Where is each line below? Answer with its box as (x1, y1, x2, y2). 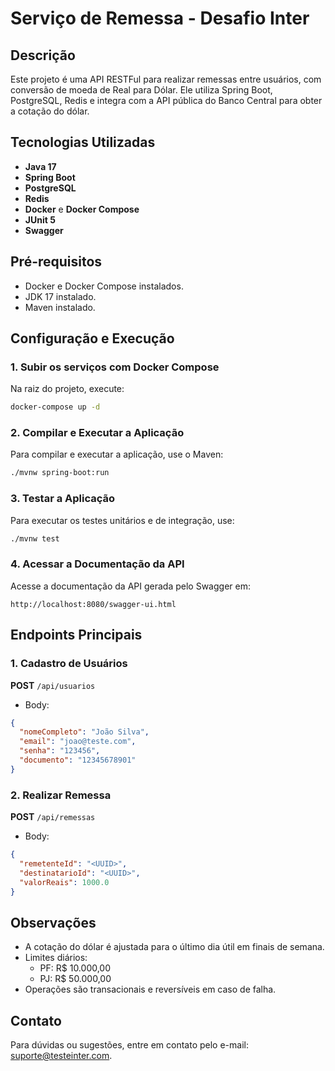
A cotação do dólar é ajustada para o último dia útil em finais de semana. (24, 941, 325, 953)
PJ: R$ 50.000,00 (39, 973, 112, 985)
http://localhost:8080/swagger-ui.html (10, 599, 177, 609)
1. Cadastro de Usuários (10, 657, 128, 671)
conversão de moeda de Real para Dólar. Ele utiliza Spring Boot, (10, 84, 273, 96)
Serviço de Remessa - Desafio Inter (10, 7, 310, 30)
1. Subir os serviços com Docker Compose (10, 360, 220, 374)
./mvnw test (10, 533, 60, 544)
